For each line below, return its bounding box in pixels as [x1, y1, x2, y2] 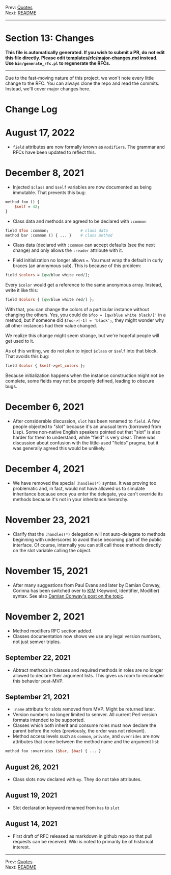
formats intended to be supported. [12, 717, 85, 723]
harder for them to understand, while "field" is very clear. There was [12, 434, 156, 440]
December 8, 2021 [5, 167, 84, 179]
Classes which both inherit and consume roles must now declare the [12, 722, 157, 728]
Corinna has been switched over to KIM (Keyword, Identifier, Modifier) [12, 587, 160, 594]
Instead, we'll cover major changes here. [5, 85, 91, 91]
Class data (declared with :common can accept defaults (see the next [12, 242, 155, 248]
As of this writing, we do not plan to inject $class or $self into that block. [5, 348, 158, 354]
